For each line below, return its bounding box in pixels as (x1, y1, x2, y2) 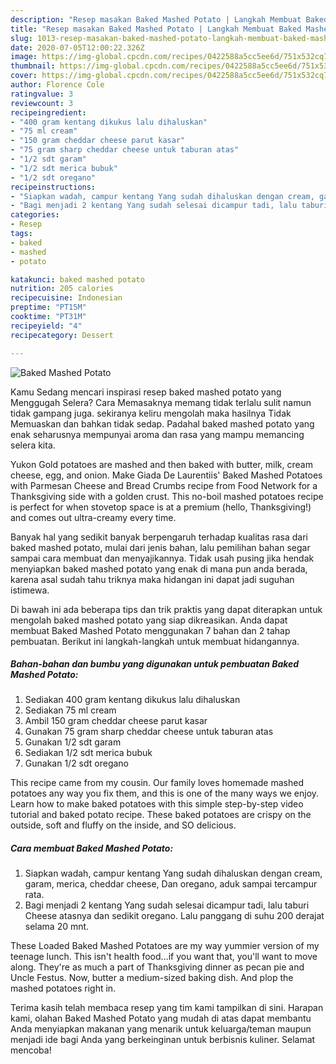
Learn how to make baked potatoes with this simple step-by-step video (10, 798, 304, 810)
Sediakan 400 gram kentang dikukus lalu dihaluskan (24, 694, 241, 706)
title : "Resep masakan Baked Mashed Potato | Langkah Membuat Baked (10, 24, 302, 34)
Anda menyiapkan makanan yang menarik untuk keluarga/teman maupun (10, 1023, 312, 1035)
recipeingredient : (10, 107, 87, 118)
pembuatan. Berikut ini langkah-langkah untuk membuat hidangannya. (10, 635, 300, 647)
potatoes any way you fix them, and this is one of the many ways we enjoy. (10, 787, 320, 800)
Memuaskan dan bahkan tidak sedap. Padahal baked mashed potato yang (10, 417, 315, 430)
